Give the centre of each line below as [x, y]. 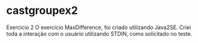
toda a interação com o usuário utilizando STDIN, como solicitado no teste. [99, 33]
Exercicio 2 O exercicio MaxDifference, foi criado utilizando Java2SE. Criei [99, 27]
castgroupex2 [42, 11]
